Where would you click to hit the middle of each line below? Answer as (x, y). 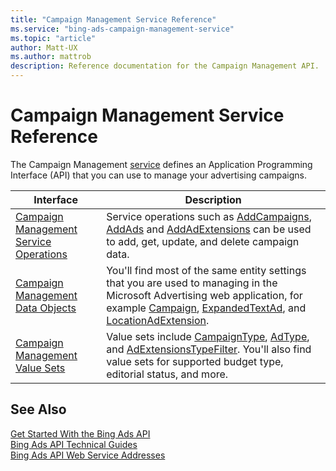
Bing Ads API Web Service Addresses (88, 455)
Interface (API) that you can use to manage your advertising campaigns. (158, 175)
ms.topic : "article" (53, 38)
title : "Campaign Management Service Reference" (113, 19)
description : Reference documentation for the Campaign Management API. (165, 66)
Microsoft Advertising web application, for (204, 295)
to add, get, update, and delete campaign (203, 241)
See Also (38, 409)
